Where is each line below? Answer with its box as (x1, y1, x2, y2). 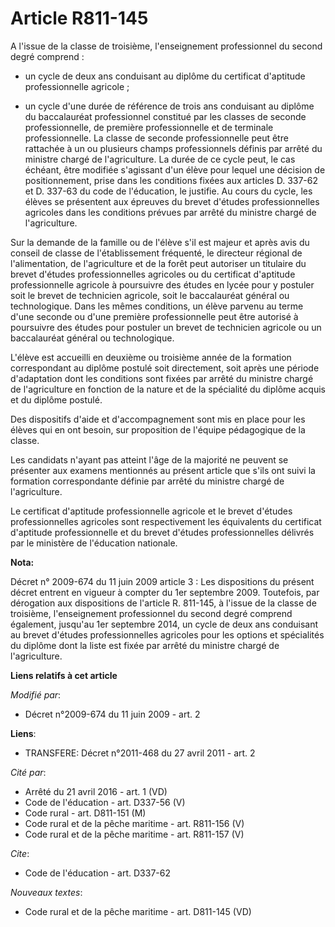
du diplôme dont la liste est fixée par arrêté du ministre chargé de (10, 639, 280, 651)
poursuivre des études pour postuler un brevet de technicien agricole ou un (10, 321, 322, 333)
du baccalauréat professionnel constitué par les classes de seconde (24, 110, 307, 122)
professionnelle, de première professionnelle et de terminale (24, 121, 274, 133)
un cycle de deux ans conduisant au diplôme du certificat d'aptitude (24, 70, 306, 82)
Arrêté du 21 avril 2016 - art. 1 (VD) (24, 785, 168, 797)
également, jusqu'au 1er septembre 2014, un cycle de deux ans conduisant (10, 618, 318, 630)
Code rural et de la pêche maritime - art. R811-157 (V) (24, 828, 245, 840)
